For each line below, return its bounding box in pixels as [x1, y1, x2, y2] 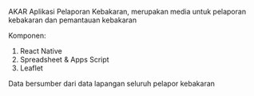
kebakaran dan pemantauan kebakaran [8, 15, 137, 25]
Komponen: [8, 31, 46, 40]
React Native [19, 46, 62, 55]
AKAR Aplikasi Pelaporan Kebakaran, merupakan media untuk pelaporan [8, 7, 246, 16]
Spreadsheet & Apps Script [19, 55, 109, 64]
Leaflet [19, 63, 44, 73]
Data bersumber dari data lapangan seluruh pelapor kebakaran [8, 79, 216, 88]
